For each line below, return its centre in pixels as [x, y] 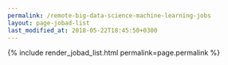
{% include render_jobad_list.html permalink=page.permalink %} [114, 53]
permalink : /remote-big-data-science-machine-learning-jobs [110, 15]
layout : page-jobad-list [49, 23]
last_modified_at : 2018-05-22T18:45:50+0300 [83, 30]
